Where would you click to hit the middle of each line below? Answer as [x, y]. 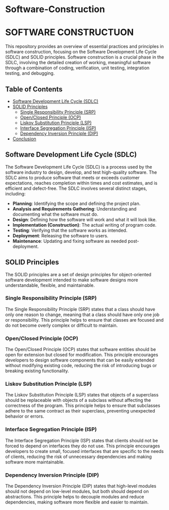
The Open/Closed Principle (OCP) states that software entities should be [81, 349]
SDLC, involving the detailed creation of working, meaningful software [78, 63]
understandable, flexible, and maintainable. [50, 285]
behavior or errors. [25, 416]
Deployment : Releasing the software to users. [60, 235]
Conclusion [24, 139]
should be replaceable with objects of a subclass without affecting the [78, 400]
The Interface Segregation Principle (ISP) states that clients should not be [81, 440]
